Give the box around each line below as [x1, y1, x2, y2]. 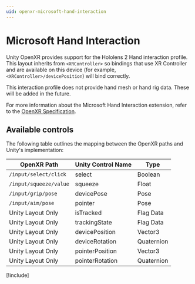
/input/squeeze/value [9, 181, 69, 187]
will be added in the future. [6, 90, 72, 97]
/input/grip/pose [9, 190, 58, 197]
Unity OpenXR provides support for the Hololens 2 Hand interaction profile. [6, 54, 188, 61]
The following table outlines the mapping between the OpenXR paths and [6, 140, 183, 147]
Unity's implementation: [6, 147, 63, 154]
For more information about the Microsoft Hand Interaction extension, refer [6, 101, 187, 108]
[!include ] [6, 272, 29, 279]
